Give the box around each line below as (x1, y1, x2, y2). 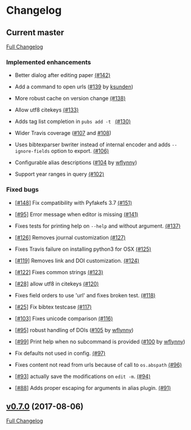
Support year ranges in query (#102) (14, 171, 105, 178)
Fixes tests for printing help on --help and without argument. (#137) (14, 222, 181, 229)
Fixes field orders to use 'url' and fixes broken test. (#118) (14, 291, 156, 299)
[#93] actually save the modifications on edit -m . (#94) (14, 373, 151, 380)
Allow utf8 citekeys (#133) (14, 106, 79, 113)
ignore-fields (14, 149, 50, 155)
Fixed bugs (6, 186, 39, 194)
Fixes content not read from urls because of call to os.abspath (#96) (14, 361, 183, 368)
